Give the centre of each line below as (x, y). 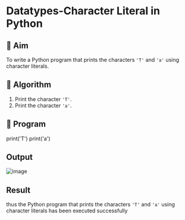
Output (19, 157)
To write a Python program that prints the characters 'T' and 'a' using (93, 60)
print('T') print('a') (28, 139)
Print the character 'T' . (43, 99)
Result (18, 190)
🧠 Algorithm (29, 85)
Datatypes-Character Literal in (83, 11)
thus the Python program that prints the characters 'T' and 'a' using (91, 205)
